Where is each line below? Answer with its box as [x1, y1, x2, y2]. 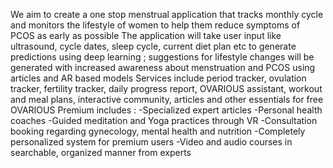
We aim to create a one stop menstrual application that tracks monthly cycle [10, 9, 324, 20]
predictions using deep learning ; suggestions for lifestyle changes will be [10, 51, 315, 63]
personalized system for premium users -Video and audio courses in [10, 136, 293, 148]
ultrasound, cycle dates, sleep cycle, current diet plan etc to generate [10, 40, 297, 52]
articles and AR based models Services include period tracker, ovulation [10, 72, 307, 84]
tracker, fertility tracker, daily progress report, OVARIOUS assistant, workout [10, 83, 323, 94]
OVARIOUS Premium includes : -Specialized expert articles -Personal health [10, 104, 323, 116]
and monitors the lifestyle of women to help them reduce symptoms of [10, 19, 301, 31]
